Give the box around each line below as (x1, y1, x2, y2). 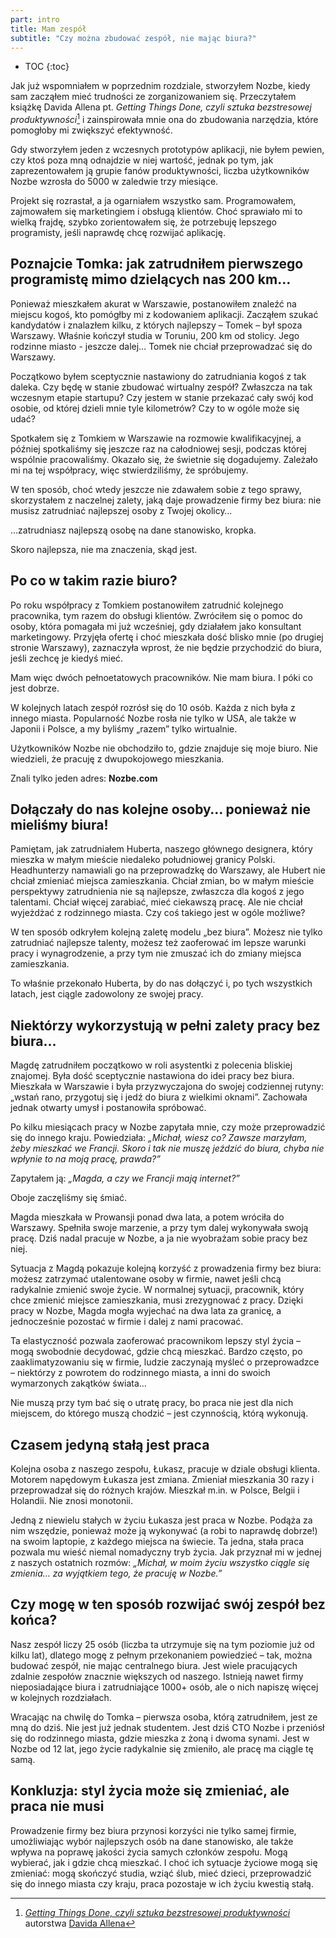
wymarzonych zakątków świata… (10, 1377, 147, 1390)
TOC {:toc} (24, 61, 70, 73)
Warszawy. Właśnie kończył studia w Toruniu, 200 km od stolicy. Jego (10, 329, 300, 341)
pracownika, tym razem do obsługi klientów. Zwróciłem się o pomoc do (10, 609, 303, 621)
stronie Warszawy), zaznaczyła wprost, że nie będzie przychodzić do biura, (10, 641, 322, 653)
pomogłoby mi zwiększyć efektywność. (10, 124, 173, 136)
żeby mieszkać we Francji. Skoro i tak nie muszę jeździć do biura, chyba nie (10, 1142, 325, 1155)
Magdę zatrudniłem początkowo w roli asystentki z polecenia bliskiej (10, 1059, 293, 1071)
